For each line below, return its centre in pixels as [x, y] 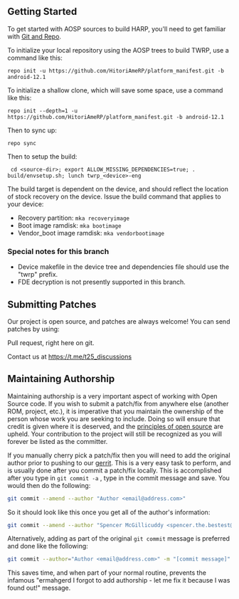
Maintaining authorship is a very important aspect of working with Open [113, 396]
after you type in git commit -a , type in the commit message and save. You [118, 478]
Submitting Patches [52, 304]
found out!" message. [39, 588]
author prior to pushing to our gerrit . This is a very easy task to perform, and [119, 462]
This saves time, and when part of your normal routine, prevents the [107, 573]
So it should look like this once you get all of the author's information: [109, 512]
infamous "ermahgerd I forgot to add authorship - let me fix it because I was [119, 581]
